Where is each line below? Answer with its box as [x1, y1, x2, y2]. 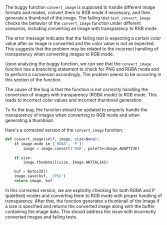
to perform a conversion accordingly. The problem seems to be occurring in [5, 71, 161, 77]
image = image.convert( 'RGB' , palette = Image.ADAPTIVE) [23, 146, 140, 151]
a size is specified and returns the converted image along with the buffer [5, 203, 155, 209]
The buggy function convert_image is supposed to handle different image [5, 4, 155, 10]
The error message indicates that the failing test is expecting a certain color [5, 35, 161, 41]
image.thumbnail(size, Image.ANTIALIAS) [23, 160, 108, 165]
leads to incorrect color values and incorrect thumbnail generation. [5, 97, 143, 103]
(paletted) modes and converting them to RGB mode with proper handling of [5, 192, 162, 198]
